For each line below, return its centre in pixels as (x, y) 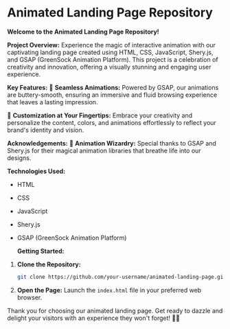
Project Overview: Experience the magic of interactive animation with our (112, 45)
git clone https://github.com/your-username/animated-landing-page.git (122, 277)
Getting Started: (41, 251)
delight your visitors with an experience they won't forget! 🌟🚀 (94, 318)
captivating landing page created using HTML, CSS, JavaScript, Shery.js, (111, 52)
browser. (30, 297)
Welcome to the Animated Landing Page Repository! (83, 32)
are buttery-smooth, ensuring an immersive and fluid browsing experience (112, 95)
